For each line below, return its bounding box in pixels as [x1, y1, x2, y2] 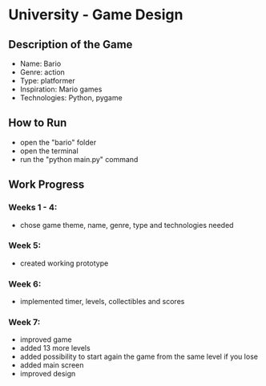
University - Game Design [8, 6, 183, 24]
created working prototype [19, 258, 109, 268]
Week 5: [8, 240, 42, 251]
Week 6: [8, 278, 42, 290]
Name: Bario [19, 59, 62, 68]
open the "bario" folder [19, 137, 97, 147]
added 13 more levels [19, 343, 91, 353]
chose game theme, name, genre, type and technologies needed [19, 220, 234, 230]
